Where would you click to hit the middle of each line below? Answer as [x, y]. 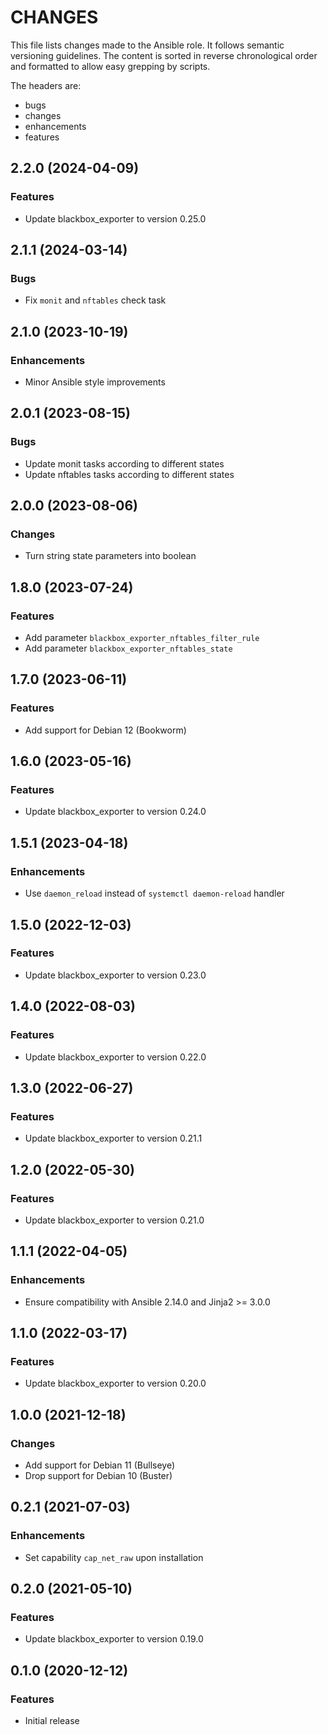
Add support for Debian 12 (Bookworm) [105, 730]
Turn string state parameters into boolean [110, 556]
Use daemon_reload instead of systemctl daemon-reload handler [154, 893]
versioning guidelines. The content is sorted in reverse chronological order [164, 55]
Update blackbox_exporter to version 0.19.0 [114, 1639]
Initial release [52, 1720]
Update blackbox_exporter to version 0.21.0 [114, 1220]
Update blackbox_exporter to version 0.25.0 [115, 218]
